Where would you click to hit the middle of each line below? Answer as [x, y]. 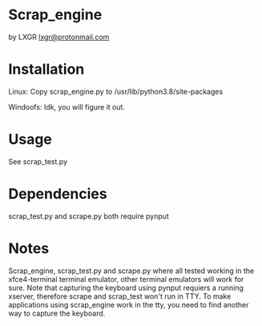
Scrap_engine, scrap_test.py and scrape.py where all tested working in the [131, 271]
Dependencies [58, 194]
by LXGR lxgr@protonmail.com [59, 37]
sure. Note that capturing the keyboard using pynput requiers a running [126, 288]
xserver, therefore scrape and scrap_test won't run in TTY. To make [120, 296]
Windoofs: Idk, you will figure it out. [67, 107]
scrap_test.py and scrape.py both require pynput [89, 216]
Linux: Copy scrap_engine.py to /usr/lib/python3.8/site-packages [116, 91]
